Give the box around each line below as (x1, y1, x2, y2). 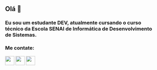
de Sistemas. (5, 32, 37, 38)
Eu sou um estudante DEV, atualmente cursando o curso (5, 19, 142, 26)
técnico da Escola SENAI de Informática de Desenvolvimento (5, 25, 153, 32)
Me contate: (5, 45, 35, 52)
